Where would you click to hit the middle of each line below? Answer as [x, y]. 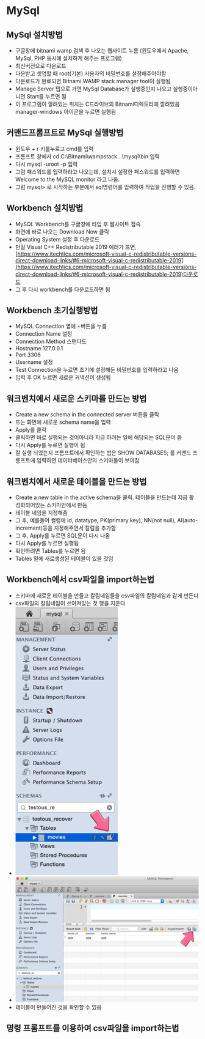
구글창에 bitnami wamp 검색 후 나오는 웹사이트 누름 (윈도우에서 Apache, [102, 50]
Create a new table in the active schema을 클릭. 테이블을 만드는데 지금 [101, 497]
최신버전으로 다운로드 [41, 66]
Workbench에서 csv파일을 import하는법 [80, 579]
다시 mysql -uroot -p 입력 [46, 164]
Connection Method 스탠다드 [51, 342]
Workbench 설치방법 [45, 208]
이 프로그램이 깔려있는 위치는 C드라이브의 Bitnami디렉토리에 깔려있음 [97, 104]
